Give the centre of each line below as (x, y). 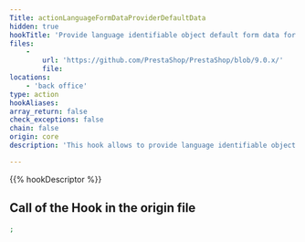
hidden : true (34, 26)
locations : (30, 78)
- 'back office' (57, 86)
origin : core (34, 137)
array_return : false (49, 111)
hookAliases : (34, 103)
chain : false (34, 129)
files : (22, 43)
